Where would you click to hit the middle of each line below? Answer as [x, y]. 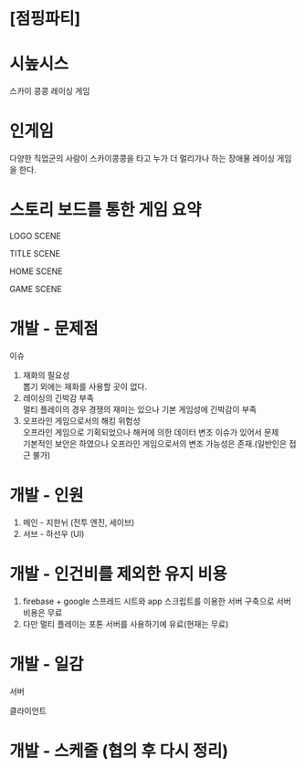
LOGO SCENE [35, 236]
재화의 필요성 [46, 374]
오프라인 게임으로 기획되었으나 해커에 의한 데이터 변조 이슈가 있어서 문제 [151, 432]
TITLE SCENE [35, 253]
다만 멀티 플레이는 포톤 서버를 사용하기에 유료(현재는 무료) [126, 624]
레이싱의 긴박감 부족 [58, 397]
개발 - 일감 [47, 664]
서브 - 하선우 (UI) [53, 533]
